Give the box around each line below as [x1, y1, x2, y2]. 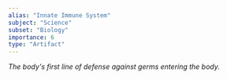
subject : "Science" [8, 19, 73, 27]
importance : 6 [8, 33, 55, 41]
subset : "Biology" [8, 26, 69, 34]
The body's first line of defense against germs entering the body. [8, 62, 221, 71]
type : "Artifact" [8, 41, 65, 48]
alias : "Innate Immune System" [8, 11, 111, 20]
